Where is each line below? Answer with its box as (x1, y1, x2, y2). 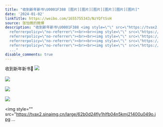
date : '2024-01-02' (5, 12, 45, 16)
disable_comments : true (5, 52, 53, 57)
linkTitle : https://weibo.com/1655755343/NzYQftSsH (5, 16, 112, 21)
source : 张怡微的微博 (5, 20, 45, 26)
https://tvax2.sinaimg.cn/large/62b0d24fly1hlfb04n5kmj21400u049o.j (16, 112, 156, 117)
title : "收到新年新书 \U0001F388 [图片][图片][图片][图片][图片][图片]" (5, 7, 140, 12)
